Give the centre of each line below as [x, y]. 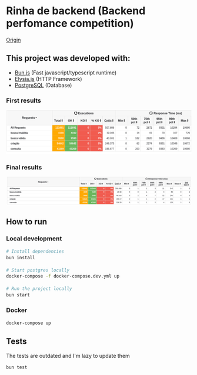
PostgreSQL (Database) [43, 85]
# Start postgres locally [38, 270]
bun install [21, 257]
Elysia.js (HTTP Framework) [48, 79]
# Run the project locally [39, 289]
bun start [18, 295]
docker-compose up [29, 323]
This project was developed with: [68, 58]
